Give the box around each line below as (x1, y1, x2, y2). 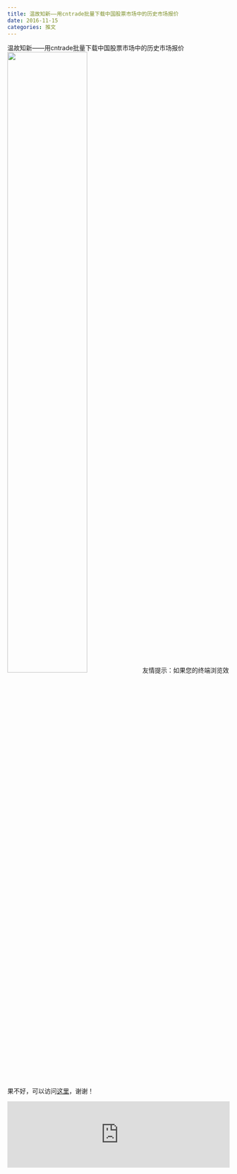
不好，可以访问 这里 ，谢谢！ (13, 1087, 94, 1095)
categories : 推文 (7, 23, 56, 30)
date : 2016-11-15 (7, 17, 59, 24)
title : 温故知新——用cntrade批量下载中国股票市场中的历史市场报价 (7, 10, 179, 18)
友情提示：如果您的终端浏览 (142, 666, 224, 675)
